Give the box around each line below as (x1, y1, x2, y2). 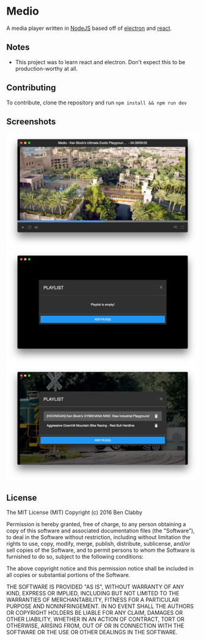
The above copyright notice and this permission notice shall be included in (6, 565, 194, 572)
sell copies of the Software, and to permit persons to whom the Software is (6, 546, 195, 554)
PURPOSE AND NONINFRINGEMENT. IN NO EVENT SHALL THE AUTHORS (6, 603, 194, 610)
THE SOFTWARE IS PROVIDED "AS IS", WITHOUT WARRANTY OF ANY (6, 583, 184, 590)
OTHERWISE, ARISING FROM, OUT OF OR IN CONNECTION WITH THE (6, 622, 184, 629)
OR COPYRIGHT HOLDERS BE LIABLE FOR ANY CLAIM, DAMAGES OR (6, 609, 183, 617)
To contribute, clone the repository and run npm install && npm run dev (6, 99, 188, 106)
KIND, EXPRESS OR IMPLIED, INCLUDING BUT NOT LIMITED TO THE (6, 590, 180, 597)
